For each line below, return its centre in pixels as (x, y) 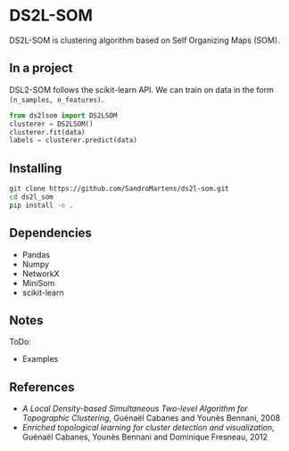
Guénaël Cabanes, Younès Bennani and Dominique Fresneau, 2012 (145, 437)
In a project (41, 68)
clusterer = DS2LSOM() (51, 124)
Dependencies (50, 233)
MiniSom (38, 283)
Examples (40, 359)
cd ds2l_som (31, 197)
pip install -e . (41, 205)
